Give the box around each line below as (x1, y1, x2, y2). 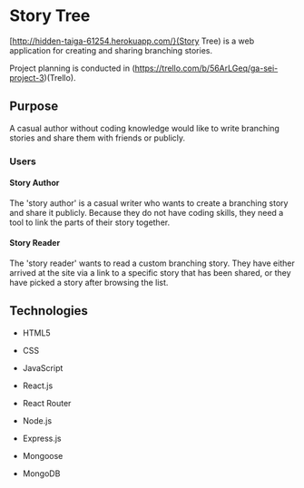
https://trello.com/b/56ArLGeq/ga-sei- (134, 63, 279, 73)
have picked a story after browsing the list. (9, 278, 169, 288)
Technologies (9, 303, 89, 318)
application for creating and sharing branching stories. (9, 44, 213, 55)
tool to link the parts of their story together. (9, 217, 171, 228)
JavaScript (22, 362, 64, 373)
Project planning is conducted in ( (9, 63, 136, 73)
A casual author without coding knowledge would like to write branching (9, 122, 279, 133)
